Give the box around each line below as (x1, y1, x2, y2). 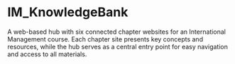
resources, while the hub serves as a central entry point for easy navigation (7, 42, 229, 51)
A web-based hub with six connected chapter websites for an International (7, 27, 226, 36)
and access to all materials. (7, 50, 87, 58)
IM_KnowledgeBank (7, 4, 129, 20)
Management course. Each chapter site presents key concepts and (7, 34, 204, 43)
